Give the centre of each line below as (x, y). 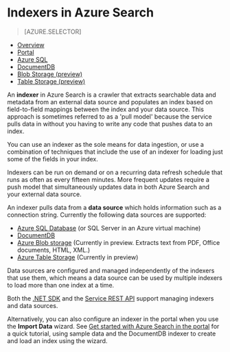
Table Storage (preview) (51, 81)
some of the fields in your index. (53, 159)
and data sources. (33, 305)
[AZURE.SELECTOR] (53, 32)
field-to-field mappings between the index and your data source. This (106, 109)
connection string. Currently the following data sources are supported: (107, 215)
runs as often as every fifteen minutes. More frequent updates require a (108, 179)
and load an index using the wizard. (57, 340)
